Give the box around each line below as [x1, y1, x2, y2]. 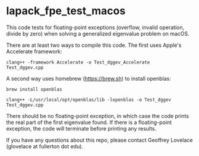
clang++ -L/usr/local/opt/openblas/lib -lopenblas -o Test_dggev [6, 97, 171, 103]
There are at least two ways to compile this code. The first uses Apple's [6, 42, 182, 49]
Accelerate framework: [6, 47, 62, 55]
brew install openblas [6, 86, 62, 93]
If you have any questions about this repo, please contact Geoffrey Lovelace [6, 136, 193, 144]
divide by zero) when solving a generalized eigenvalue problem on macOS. [6, 30, 190, 37]
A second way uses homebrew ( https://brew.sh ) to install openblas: [6, 75, 171, 82]
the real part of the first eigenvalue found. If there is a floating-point [6, 119, 172, 126]
